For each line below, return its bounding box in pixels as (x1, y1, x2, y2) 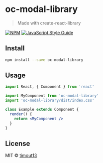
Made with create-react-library (17, 20, 81, 26)
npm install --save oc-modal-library (5, 57, 84, 62)
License (5, 139, 30, 148)
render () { (9, 111, 32, 117)
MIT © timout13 (5, 153, 37, 159)
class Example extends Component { (5, 107, 79, 112)
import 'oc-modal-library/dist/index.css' (5, 98, 95, 103)
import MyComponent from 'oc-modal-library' (5, 93, 99, 98)
